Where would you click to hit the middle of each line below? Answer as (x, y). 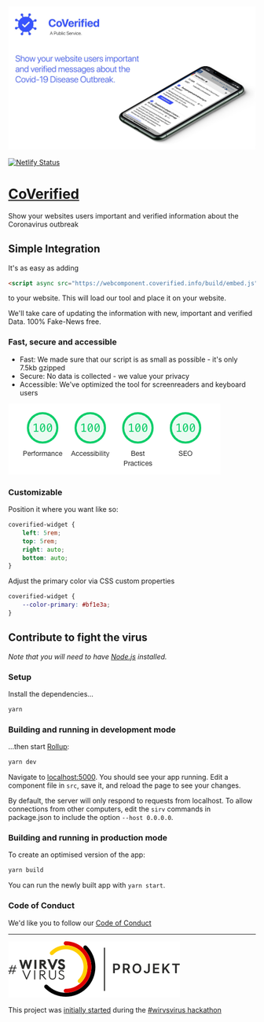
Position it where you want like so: (63, 509)
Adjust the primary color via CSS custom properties (92, 581)
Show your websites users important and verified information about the (123, 215)
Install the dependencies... (51, 694)
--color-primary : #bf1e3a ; (66, 605)
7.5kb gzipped (42, 367)
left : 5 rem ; (42, 533)
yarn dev (22, 762)
